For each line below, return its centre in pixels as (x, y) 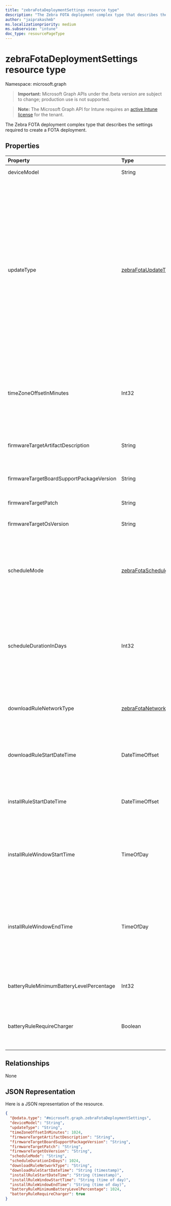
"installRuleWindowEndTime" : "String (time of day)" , (68, 1185)
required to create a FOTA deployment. (46, 130)
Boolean (131, 1026)
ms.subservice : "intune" (32, 29)
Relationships (27, 1063)
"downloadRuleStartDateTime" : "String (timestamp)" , (67, 1170)
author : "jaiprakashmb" (31, 19)
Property (19, 160)
